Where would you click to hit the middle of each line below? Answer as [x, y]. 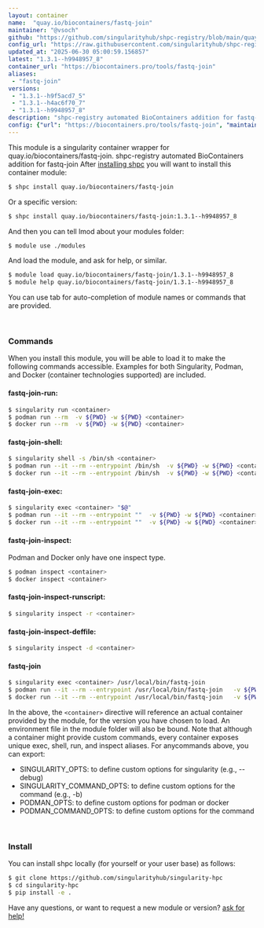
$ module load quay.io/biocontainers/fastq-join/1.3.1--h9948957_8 [121, 275]
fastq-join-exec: [35, 491]
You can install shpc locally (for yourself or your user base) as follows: [122, 864]
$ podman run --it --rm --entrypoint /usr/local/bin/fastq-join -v [125, 690]
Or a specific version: [43, 202]
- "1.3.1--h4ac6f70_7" [49, 103]
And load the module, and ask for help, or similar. [88, 261]
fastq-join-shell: [35, 442]
